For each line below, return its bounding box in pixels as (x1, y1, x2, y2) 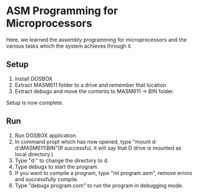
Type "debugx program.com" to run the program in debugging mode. (14, 181, 184, 189)
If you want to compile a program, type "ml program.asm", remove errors (14, 169, 193, 176)
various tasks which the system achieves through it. (6, 42, 132, 49)
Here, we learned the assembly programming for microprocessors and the (6, 36, 187, 43)
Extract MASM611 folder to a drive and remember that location (14, 81, 167, 88)
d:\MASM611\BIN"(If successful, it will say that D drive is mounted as (14, 144, 181, 151)
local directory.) (14, 150, 53, 157)
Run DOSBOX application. (14, 131, 78, 139)
